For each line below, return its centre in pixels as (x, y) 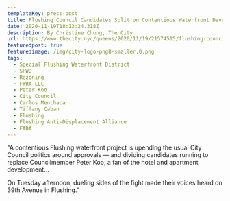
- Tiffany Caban (36, 109)
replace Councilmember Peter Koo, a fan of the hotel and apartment (103, 163)
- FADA (23, 128)
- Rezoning (29, 77)
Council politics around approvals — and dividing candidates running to (108, 155)
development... (28, 169)
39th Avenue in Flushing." (43, 190)
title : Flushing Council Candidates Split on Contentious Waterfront (108, 20)
